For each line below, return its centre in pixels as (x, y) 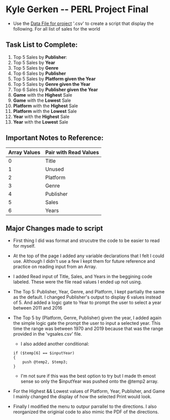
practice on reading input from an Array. (55, 267)
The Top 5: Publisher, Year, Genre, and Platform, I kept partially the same (89, 292)
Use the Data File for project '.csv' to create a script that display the (83, 23)
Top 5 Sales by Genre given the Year (52, 84)
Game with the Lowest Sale (42, 100)
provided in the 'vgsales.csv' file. (48, 334)
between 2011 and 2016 (38, 308)
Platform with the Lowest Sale (45, 111)
